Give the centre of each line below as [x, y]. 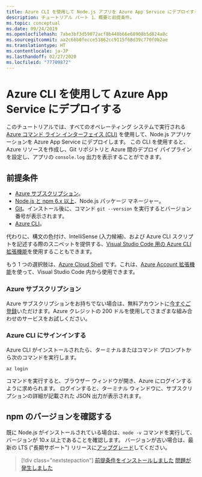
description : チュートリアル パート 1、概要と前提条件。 [70, 17]
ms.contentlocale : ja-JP [37, 51]
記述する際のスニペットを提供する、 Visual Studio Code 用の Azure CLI [104, 244]
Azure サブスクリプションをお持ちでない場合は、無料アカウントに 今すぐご [99, 303]
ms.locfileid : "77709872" [38, 62]
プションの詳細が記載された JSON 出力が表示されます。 [75, 396]
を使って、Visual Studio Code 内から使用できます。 [75, 272]
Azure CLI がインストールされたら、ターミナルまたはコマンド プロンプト [96, 350]
